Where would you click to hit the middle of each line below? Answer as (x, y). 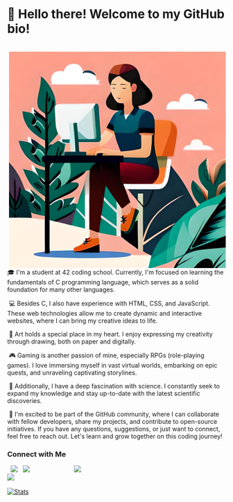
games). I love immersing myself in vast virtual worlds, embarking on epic (112, 365)
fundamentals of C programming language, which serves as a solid (103, 282)
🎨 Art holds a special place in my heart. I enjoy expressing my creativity (111, 334)
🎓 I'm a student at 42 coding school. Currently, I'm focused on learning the (115, 272)
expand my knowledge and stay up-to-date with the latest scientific (104, 393)
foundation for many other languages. (61, 289)
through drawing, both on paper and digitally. (72, 341)
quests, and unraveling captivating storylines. (72, 373)
